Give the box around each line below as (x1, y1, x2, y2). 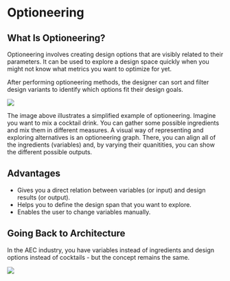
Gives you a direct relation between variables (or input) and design (16, 186, 206, 194)
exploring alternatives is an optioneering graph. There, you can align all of (7, 134, 216, 141)
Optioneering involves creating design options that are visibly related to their (7, 50, 224, 58)
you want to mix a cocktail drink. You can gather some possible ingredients (7, 119, 220, 127)
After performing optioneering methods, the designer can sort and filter (7, 78, 209, 86)
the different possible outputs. (7, 148, 93, 156)
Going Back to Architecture (7, 228, 126, 239)
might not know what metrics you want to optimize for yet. (7, 65, 172, 73)
